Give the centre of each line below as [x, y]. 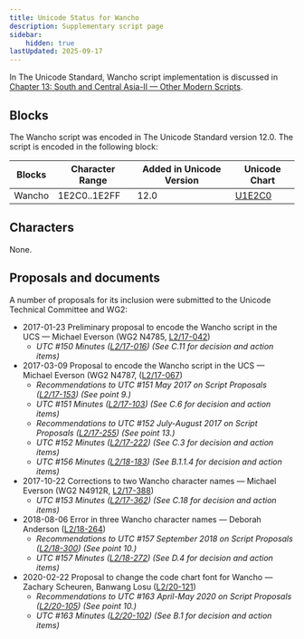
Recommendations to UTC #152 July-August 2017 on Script [147, 423]
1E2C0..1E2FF [89, 196]
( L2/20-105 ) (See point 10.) [86, 606]
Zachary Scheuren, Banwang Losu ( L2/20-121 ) [109, 587]
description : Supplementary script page [87, 26]
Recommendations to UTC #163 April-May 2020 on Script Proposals [164, 596]
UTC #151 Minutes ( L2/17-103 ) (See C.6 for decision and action [153, 404]
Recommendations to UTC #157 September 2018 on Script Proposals [165, 539]
